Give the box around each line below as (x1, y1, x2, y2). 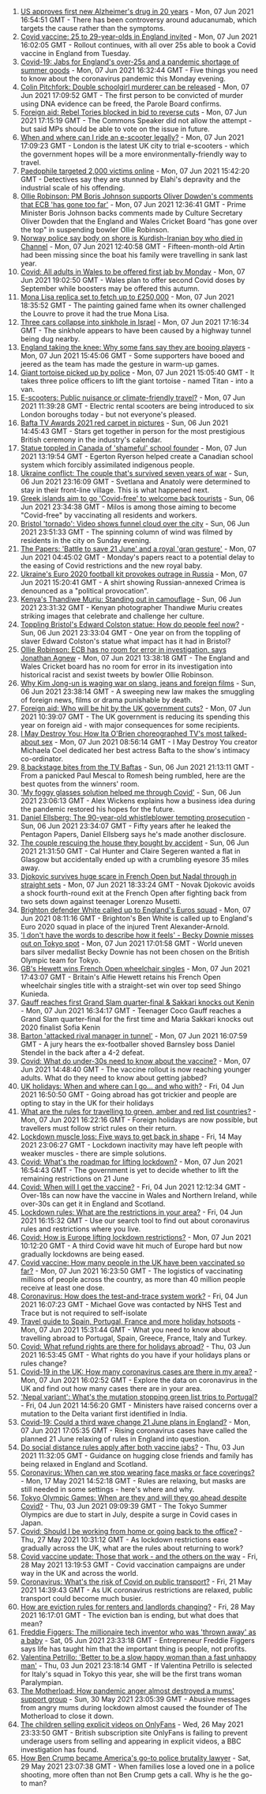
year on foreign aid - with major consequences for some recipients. (20, 721, 240, 729)
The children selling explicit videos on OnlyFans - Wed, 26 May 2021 (20, 1720, 244, 1729)
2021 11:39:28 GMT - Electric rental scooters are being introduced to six (20, 401, 254, 410)
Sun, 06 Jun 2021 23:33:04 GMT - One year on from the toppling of (20, 628, 242, 637)
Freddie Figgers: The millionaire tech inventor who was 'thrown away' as (20, 1627, 257, 1637)
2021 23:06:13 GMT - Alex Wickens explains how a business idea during (20, 796, 256, 805)
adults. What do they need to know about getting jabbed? (20, 1073, 208, 1082)
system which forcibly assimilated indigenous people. (20, 460, 196, 469)
